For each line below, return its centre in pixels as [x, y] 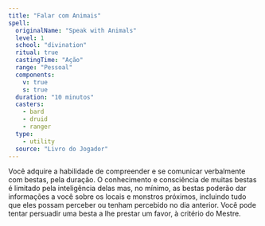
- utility [39, 141]
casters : [30, 104]
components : [35, 75]
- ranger [37, 127]
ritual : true [37, 53]
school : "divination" [51, 45]
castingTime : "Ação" [49, 60]
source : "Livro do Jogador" [62, 149]
